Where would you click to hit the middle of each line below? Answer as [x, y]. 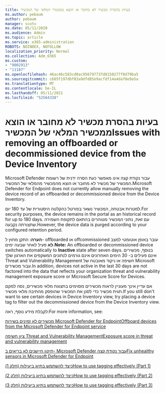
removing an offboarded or [61, 143]
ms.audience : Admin [25, 33]
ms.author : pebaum [24, 14]
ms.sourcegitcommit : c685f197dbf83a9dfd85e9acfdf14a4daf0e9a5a [72, 79]
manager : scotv [21, 24]
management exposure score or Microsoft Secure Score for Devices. [75, 277]
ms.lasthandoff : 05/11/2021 [34, 93]
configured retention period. [34, 230]
